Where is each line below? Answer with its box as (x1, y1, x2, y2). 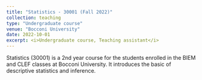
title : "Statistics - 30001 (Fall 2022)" (6, 9, 113, 15)
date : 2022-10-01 (6, 32, 50, 38)
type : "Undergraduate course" (6, 20, 83, 26)
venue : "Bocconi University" (6, 26, 80, 32)
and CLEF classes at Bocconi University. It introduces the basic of (6, 60, 172, 68)
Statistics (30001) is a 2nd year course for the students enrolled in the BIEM (6, 54, 196, 61)
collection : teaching (6, 15, 61, 21)
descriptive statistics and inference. (6, 67, 96, 74)
